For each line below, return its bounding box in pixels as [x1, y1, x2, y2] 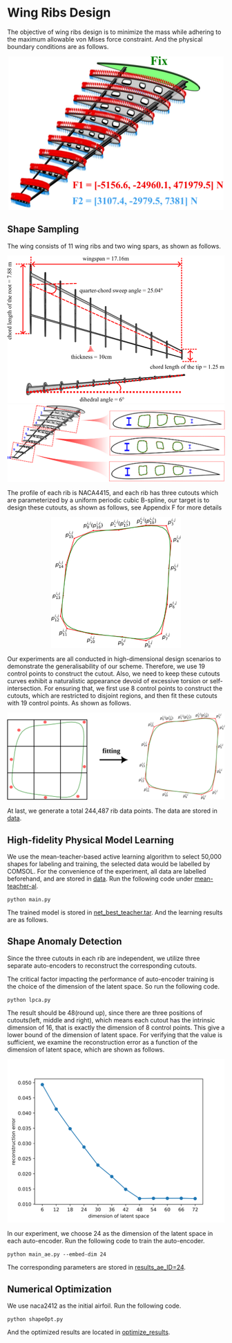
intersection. [7, 684, 43, 693]
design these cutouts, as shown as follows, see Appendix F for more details [7, 503, 222, 512]
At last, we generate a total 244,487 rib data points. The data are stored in [7, 806, 217, 815]
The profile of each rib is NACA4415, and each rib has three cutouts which [7, 488, 219, 496]
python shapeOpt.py [7, 1316, 64, 1323]
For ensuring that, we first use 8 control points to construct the [43, 684, 223, 693]
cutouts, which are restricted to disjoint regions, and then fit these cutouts [7, 692, 217, 700]
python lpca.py [7, 996, 51, 1003]
